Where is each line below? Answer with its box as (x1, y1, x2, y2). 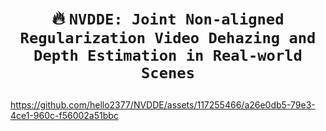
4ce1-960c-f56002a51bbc (10, 110, 119, 122)
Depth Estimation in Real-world (33, 47, 303, 66)
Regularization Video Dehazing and (19, 29, 317, 48)
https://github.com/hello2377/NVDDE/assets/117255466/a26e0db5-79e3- (10, 99, 316, 111)
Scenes (141, 64, 195, 83)
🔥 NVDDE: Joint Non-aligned (51, 7, 285, 30)
